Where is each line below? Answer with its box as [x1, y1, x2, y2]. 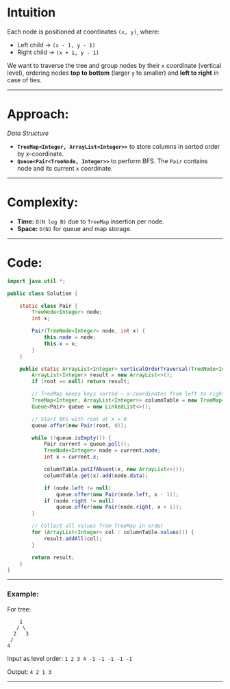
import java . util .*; [7, 278, 66, 285]
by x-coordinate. [16, 149, 64, 158]
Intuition [7, 5, 56, 21]
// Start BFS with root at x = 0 [31, 415, 127, 422]
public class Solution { [7, 290, 78, 297]
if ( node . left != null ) [43, 485, 112, 492]
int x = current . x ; [43, 454, 99, 461]
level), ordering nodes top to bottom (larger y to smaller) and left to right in [7, 69, 219, 77]
